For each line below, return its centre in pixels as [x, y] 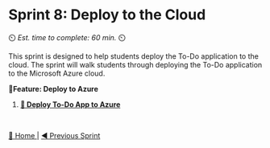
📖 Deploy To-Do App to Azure [70, 104]
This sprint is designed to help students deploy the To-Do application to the [134, 56]
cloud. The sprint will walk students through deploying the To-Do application [135, 64]
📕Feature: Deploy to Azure [54, 88]
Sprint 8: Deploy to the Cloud [107, 15]
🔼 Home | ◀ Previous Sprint [54, 135]
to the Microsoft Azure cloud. [57, 73]
